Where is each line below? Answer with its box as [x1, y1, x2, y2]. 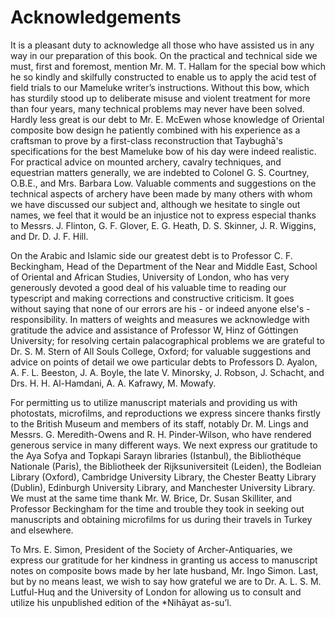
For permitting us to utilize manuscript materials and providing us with [10, 396, 298, 408]
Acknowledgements [10, 6, 182, 29]
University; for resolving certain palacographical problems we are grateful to [10, 334, 325, 346]
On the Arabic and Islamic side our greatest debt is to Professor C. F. [10, 249, 293, 261]
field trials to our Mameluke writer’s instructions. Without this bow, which [10, 81, 310, 93]
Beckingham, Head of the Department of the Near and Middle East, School [10, 260, 318, 272]
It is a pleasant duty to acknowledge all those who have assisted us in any [10, 39, 315, 51]
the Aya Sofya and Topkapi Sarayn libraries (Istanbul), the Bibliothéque [10, 449, 302, 461]
